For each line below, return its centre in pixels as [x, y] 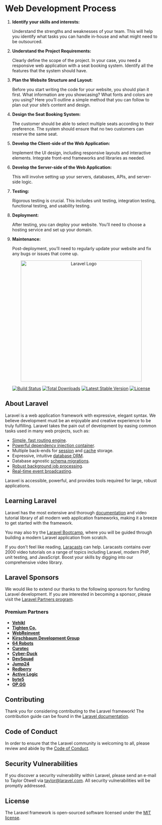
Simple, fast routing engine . [39, 440]
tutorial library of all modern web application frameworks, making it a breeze [81, 518]
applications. [18, 486]
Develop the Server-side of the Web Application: [62, 167]
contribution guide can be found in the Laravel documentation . [67, 716]
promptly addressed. [26, 786]
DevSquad [23, 658]
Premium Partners [27, 612]
